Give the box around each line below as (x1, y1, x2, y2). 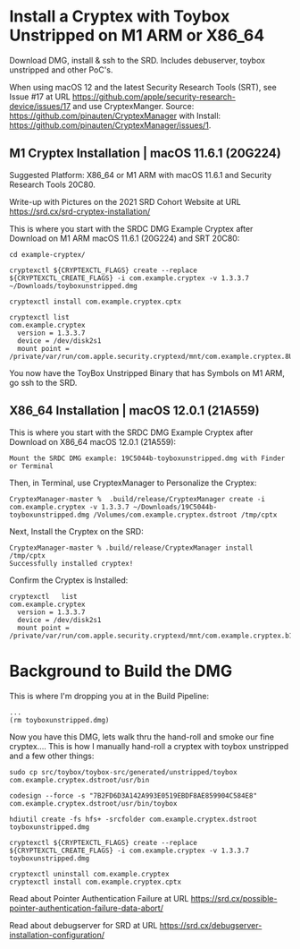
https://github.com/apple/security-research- (72, 91, 237, 102)
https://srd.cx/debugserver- (159, 919, 262, 930)
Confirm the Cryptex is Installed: (9, 575, 129, 586)
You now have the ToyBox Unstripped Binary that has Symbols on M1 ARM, (9, 367, 286, 378)
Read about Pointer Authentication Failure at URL (9, 893, 189, 903)
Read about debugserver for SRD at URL (9, 919, 158, 930)
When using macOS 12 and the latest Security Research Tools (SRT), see (9, 81, 277, 92)
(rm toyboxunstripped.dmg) (9, 715, 110, 724)
